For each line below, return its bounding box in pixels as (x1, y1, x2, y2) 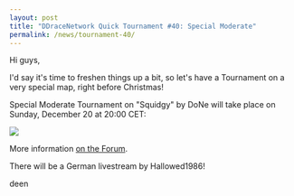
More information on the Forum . (9, 144, 128, 154)
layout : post (9, 13, 59, 23)
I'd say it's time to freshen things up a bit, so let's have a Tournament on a (9, 72, 285, 83)
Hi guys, (9, 55, 41, 66)
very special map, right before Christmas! (9, 82, 165, 93)
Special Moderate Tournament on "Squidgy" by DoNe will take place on (9, 99, 276, 110)
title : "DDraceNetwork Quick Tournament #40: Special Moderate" (9, 22, 257, 31)
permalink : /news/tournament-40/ (9, 30, 136, 39)
